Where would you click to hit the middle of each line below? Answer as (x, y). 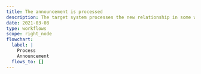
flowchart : (20, 39)
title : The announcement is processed (54, 12)
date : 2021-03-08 (28, 23)
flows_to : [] (28, 61)
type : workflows (26, 28)
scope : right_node (29, 34)
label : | (22, 45)
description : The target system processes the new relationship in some (99, 17)
